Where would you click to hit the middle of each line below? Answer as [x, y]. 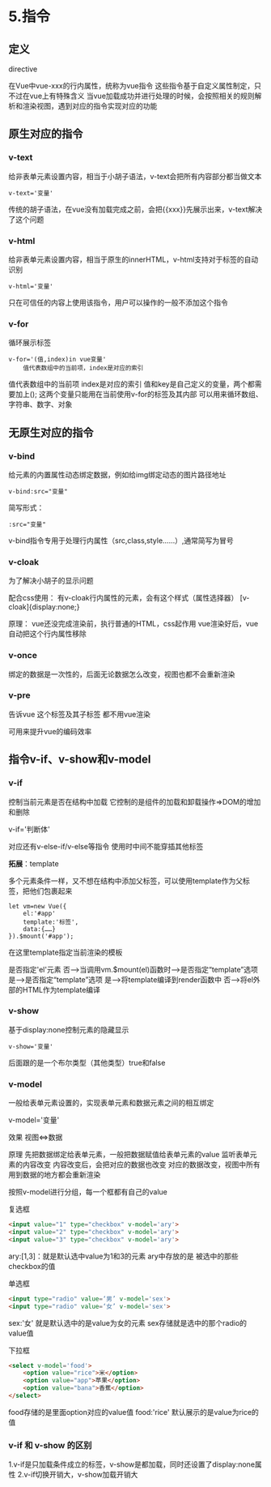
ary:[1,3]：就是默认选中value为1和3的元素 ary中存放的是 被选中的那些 [123, 1256]
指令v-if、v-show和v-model [80, 760]
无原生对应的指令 [51, 432]
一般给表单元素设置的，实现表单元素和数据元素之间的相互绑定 [111, 1103]
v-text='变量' [31, 193]
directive [23, 69]
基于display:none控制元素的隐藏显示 [69, 1029]
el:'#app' [40, 913]
